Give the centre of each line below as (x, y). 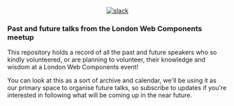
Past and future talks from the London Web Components (105, 28)
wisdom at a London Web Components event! (73, 67)
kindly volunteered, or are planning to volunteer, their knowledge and (107, 60)
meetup (21, 37)
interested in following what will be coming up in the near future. (100, 95)
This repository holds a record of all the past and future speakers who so (112, 53)
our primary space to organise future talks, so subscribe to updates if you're (117, 88)
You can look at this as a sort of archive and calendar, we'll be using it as (112, 80)
